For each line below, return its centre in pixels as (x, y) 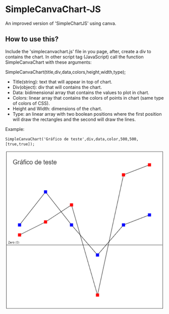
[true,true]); (20, 144)
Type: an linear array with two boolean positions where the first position (87, 114)
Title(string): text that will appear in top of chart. (62, 81)
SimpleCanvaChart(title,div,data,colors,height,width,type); (66, 72)
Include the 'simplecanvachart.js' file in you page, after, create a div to (78, 51)
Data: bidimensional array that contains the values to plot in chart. (81, 93)
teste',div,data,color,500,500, (104, 139)
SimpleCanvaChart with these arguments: (48, 62)
